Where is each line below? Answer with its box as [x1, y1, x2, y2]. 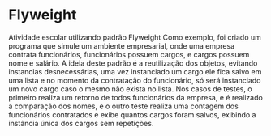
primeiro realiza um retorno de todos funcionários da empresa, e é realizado [8, 92, 264, 102]
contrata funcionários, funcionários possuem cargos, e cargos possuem [8, 49, 250, 59]
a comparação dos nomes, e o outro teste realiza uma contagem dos [8, 101, 239, 111]
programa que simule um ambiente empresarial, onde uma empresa [8, 40, 235, 50]
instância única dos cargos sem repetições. [8, 118, 154, 128]
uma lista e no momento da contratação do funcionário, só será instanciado [8, 75, 261, 85]
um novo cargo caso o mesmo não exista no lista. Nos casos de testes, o [8, 83, 253, 94]
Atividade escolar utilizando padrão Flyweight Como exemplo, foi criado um [8, 32, 262, 42]
